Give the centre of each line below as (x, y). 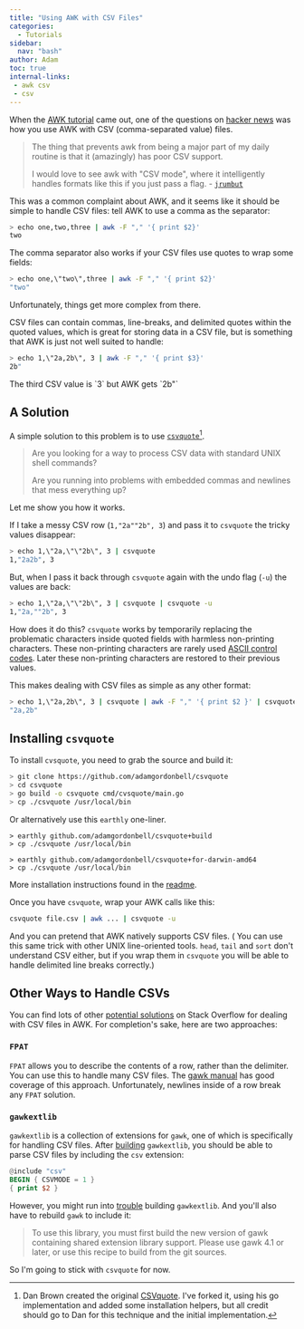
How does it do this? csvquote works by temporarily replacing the (131, 629)
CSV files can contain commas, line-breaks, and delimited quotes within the (151, 322)
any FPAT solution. (43, 1094)
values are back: (40, 586)
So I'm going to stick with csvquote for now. (90, 1269)
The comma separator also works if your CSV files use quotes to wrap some (152, 253)
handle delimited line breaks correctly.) (82, 965)
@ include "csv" (38, 1171)
